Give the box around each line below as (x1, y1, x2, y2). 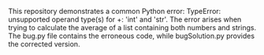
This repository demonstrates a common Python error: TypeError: (8, 7, 221, 15)
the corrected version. (8, 40, 80, 49)
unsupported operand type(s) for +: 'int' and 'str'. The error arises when (8, 15, 242, 24)
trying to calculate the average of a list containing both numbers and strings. (8, 23, 257, 32)
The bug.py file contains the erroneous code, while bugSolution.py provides (8, 31, 255, 40)
